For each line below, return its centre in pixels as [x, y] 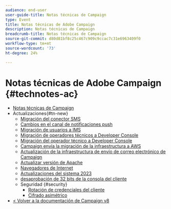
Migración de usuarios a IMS [50, 130]
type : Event [18, 20]
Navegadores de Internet [47, 168]
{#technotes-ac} [42, 94]
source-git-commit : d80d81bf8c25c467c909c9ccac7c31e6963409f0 [73, 39]
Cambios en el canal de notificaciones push [66, 124]
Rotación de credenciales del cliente [66, 190]
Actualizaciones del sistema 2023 [56, 174]
